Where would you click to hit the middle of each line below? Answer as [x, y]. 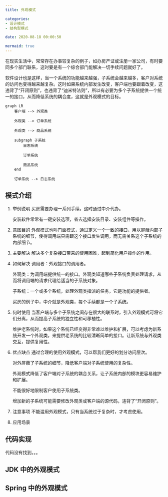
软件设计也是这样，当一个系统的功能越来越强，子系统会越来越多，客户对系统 [84, 78]
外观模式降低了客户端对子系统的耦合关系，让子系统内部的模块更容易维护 [87, 373]
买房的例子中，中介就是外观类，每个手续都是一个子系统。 [71, 301]
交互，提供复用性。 [32, 341]
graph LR [14, 106]
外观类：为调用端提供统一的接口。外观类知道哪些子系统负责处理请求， [85, 274]
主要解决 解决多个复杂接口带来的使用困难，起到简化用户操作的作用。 [83, 253]
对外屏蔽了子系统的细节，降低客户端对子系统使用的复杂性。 [74, 363]
